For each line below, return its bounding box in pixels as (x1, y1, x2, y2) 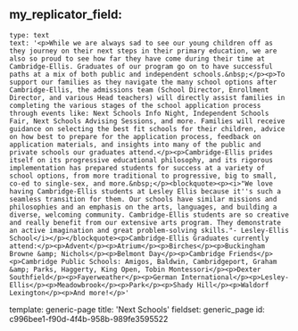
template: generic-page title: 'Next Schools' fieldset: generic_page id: (9, 303, 265, 315)
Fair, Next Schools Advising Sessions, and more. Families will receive (9, 116, 286, 126)
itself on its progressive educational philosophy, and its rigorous (9, 155, 274, 164)
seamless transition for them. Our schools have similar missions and (9, 194, 277, 203)
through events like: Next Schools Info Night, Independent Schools (9, 109, 269, 118)
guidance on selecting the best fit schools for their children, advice (9, 124, 286, 133)
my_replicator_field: (9, 7, 123, 22)
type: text (9, 30, 50, 39)
